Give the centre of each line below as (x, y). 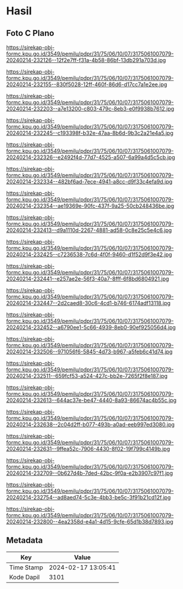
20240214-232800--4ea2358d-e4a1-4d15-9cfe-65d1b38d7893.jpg (90, 522)
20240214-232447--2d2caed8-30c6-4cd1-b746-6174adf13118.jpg (89, 303)
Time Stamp (26, 567)
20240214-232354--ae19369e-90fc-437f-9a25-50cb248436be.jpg (90, 206)
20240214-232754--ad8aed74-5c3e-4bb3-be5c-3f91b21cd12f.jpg (89, 497)
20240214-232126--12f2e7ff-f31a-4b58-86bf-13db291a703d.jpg (86, 60)
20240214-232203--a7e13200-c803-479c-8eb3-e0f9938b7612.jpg (90, 109)
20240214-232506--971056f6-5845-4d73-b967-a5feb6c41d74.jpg (89, 352)
